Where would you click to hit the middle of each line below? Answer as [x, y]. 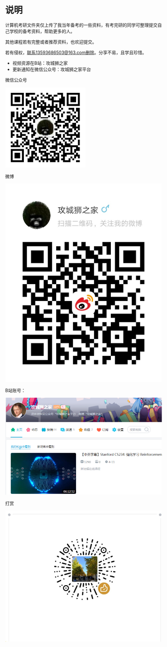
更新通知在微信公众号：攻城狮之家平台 [51, 69]
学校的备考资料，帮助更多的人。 [42, 31]
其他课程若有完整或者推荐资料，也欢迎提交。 [51, 42]
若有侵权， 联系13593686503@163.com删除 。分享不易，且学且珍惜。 [76, 52]
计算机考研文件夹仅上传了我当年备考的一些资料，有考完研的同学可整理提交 [81, 25]
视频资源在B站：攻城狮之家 [40, 63]
